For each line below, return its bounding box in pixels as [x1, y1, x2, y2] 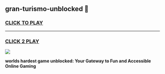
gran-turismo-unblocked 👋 [5, 5, 89, 13]
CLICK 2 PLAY [5, 37, 39, 44]
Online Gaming [5, 63, 36, 69]
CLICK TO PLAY [5, 19, 43, 26]
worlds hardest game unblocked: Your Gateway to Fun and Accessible [5, 58, 151, 64]
